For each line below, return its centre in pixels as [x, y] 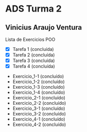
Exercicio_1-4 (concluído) [39, 92]
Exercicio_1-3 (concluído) [38, 87]
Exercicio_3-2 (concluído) [39, 114]
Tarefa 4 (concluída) [34, 67]
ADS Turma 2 [33, 9]
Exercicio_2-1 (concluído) [39, 98]
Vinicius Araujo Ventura [43, 27]
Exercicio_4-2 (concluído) [39, 124]
